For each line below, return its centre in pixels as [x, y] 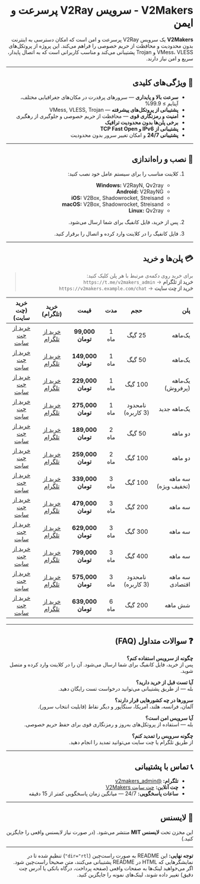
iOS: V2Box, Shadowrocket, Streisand [117, 198]
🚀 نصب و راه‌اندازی [162, 159]
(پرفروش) [177, 388]
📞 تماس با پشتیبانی [164, 767]
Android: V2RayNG [140, 192]
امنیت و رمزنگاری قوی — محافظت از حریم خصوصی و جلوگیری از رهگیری [97, 116]
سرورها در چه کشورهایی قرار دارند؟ [154, 700]
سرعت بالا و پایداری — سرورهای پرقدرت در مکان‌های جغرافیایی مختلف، [99, 97]
